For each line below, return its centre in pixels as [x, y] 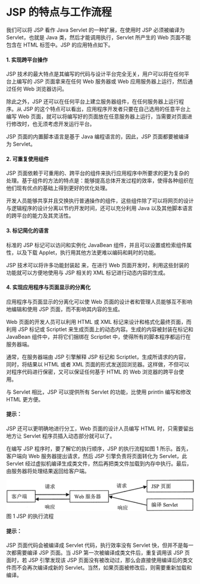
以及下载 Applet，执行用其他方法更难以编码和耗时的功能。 [88, 252]
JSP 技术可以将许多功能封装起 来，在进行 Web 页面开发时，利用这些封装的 [98, 265]
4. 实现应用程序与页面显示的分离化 [49, 288]
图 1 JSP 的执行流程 [30, 516]
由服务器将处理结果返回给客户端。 [48, 471]
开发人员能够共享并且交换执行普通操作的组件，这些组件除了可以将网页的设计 [100, 201]
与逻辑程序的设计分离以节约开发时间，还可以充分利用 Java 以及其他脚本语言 [100, 208]
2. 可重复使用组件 [28, 159]
